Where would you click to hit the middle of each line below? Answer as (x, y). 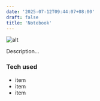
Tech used (22, 67)
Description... (23, 51)
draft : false (22, 17)
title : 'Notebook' (29, 23)
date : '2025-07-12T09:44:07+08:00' (51, 12)
